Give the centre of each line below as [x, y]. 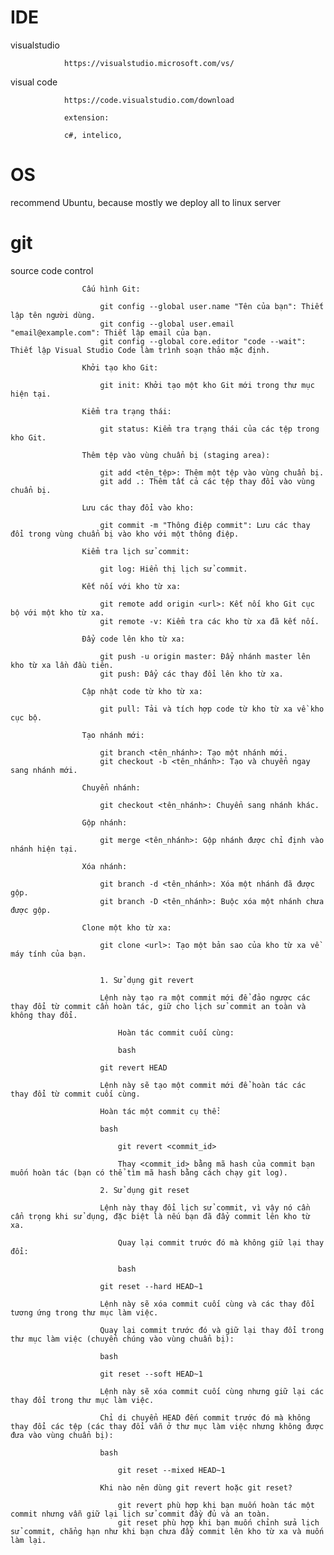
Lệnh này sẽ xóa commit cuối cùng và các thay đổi [207, 1304]
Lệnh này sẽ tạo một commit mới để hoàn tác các [203, 1085]
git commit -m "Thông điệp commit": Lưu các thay [205, 525]
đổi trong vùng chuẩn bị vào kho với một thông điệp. [125, 534]
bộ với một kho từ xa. [57, 612]
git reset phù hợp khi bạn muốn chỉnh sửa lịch [218, 1522]
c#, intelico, [93, 135]
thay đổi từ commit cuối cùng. [75, 1094]
